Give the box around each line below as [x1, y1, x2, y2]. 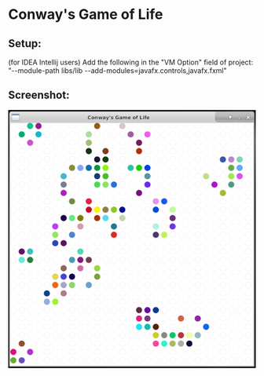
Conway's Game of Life [8, 5, 163, 24]
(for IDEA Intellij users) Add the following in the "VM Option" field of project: [8, 57, 254, 67]
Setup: [8, 37, 42, 50]
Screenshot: [8, 89, 70, 102]
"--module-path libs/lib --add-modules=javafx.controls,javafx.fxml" [8, 66, 228, 75]
